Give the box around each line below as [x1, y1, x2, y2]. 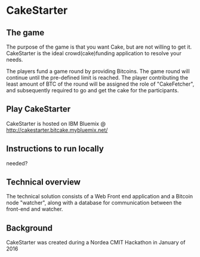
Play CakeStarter [6, 104, 70, 114]
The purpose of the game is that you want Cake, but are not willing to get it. [6, 43, 192, 50]
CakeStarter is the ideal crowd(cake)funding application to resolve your [6, 50, 182, 57]
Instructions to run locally [6, 144, 104, 154]
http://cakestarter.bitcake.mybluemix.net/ [6, 126, 108, 134]
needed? [6, 159, 28, 167]
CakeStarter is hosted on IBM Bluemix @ [6, 120, 106, 127]
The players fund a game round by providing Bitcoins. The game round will [6, 68, 190, 75]
